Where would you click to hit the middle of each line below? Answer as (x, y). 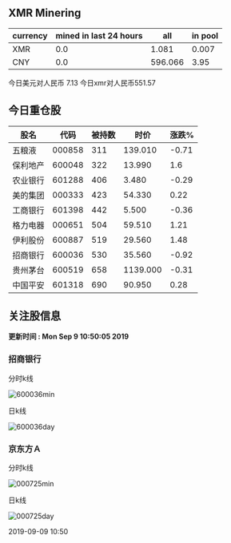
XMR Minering (45, 13)
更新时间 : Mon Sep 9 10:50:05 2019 (69, 337)
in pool (205, 35)
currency (30, 35)
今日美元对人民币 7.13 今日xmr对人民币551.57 (82, 82)
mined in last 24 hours (99, 35)
